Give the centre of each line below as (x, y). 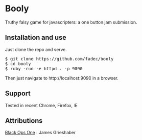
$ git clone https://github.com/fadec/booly (59, 59)
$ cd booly (18, 64)
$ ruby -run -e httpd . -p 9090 (44, 69)
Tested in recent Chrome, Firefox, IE (41, 105)
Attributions (24, 121)
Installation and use (36, 38)
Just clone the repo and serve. (36, 49)
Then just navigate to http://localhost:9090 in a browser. (62, 78)
